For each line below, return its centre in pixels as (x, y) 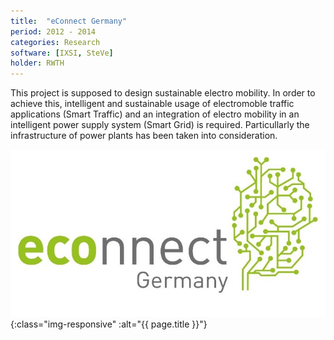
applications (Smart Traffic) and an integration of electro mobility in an (155, 114)
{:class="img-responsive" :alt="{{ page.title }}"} (109, 324)
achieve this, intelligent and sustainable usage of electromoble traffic (152, 104)
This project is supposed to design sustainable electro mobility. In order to (163, 93)
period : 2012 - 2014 (53, 31)
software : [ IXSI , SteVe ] (62, 53)
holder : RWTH (37, 63)
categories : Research (55, 42)
